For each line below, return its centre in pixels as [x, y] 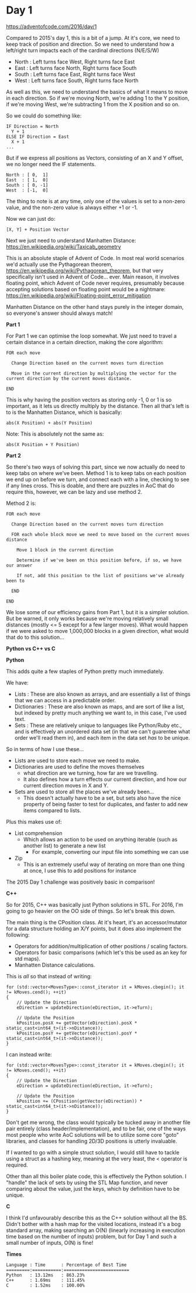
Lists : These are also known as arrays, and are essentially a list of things [102, 694]
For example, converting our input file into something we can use [110, 851]
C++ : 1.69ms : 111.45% [45, 1280]
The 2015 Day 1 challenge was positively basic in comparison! [80, 882]
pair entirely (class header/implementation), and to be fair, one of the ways [96, 1129]
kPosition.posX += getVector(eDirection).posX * [77, 1023]
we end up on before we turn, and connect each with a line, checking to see [98, 479]
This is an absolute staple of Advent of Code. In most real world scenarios [95, 258]
